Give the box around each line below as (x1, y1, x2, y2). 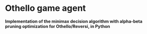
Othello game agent (5, 3, 86, 14)
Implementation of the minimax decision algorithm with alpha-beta (5, 18, 143, 24)
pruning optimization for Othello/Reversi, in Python (5, 23, 110, 29)
